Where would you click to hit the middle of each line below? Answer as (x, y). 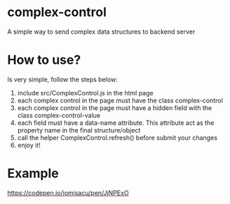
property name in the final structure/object (79, 130)
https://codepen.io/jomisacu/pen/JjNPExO (68, 193)
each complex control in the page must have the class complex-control (120, 100)
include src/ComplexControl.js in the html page (85, 93)
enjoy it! (29, 145)
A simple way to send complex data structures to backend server (101, 32)
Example (33, 174)
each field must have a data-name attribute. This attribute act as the (116, 123)
